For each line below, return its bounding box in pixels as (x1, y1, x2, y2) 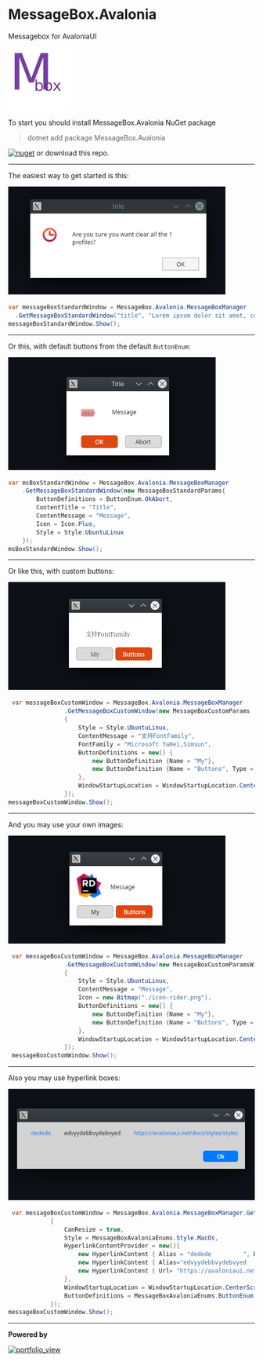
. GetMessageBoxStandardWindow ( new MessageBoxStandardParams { (22, 487, 225, 495)
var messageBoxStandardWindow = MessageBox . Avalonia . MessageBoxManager (8, 303, 247, 311)
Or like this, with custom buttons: (8, 567, 115, 576)
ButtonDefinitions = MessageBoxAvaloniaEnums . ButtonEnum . (63, 1291, 258, 1300)
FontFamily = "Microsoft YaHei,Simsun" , (77, 740, 212, 748)
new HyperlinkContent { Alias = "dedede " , (77, 1251, 250, 1258)
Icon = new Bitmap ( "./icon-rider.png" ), (77, 994, 212, 1002)
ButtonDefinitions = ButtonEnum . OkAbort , (36, 495, 174, 503)
